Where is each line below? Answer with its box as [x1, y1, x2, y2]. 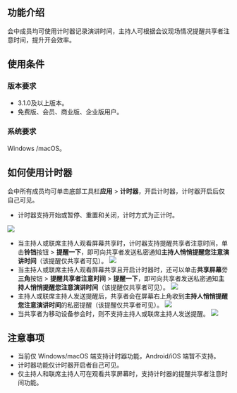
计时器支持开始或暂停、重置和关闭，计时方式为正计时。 [17, 210, 178, 219]
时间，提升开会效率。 [13, 35, 75, 44]
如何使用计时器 [7, 167, 73, 179]
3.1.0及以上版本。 [17, 98, 68, 107]
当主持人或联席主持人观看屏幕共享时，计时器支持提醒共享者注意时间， [17, 238, 222, 247]
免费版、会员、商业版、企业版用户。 [17, 107, 123, 116]
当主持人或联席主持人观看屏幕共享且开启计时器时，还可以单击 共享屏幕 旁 [17, 265, 228, 274]
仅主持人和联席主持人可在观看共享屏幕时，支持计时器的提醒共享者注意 [17, 370, 222, 378]
